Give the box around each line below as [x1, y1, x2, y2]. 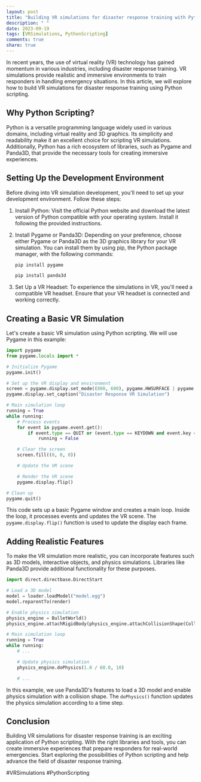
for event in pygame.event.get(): [17, 424, 103, 430]
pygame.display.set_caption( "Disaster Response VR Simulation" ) [6, 391, 170, 397]
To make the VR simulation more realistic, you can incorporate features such [6, 552, 194, 560]
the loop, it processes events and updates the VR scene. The [6, 513, 157, 520]
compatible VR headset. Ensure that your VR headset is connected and [14, 290, 190, 297]
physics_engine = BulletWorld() [6, 615, 87, 621]
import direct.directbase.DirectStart [6, 576, 103, 583]
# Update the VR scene [17, 463, 74, 469]
